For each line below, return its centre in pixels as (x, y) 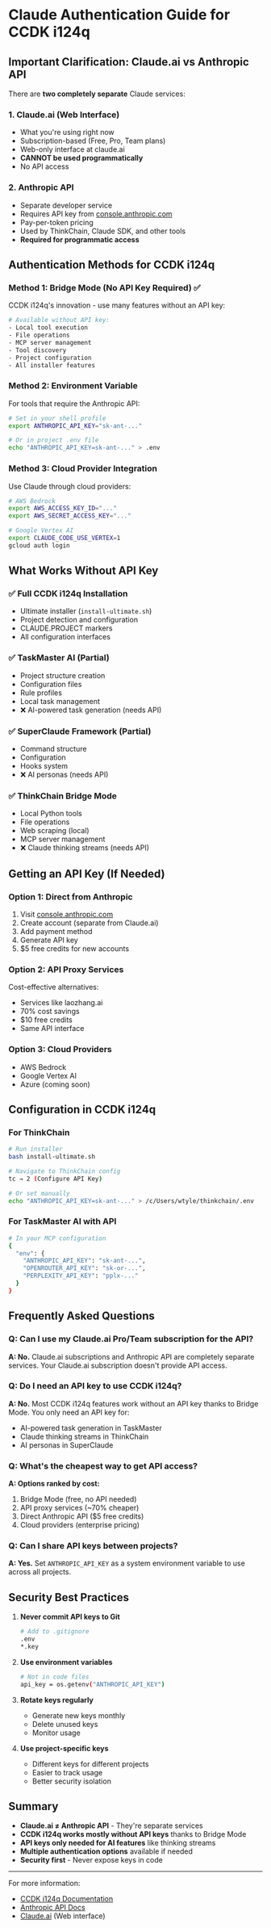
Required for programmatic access (79, 239)
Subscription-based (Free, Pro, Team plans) (93, 141)
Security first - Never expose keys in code (91, 1860)
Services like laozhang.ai (61, 1003)
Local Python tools (51, 814)
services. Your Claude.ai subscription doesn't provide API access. (118, 1365)
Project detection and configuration (79, 620)
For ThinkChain (39, 1132)
